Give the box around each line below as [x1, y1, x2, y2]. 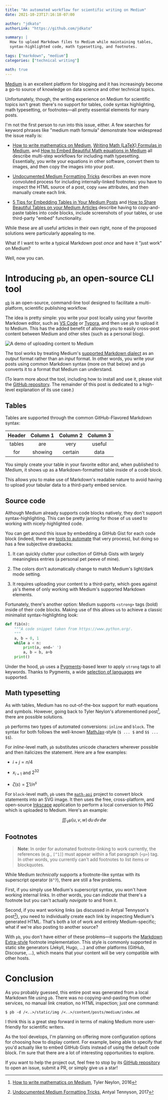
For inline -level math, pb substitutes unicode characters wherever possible [5, 744, 158, 750]
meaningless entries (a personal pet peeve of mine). [12, 556, 120, 562]
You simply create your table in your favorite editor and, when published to [5, 462, 159, 468]
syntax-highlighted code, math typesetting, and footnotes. [9, 44, 137, 49]
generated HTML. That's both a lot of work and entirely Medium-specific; [5, 919, 156, 925]
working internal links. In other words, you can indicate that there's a [5, 892, 146, 898]
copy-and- [138, 204, 160, 210]
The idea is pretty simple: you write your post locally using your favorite [5, 315, 153, 321]
